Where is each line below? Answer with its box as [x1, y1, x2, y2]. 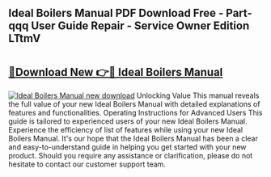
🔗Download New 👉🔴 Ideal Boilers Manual [8, 65, 223, 79]
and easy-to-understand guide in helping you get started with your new [8, 142, 247, 152]
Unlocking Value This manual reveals [136, 91, 260, 100]
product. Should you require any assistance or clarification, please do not [8, 151, 253, 160]
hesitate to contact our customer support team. [8, 159, 166, 169]
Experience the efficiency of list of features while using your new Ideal [8, 125, 243, 134]
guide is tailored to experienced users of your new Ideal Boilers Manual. [8, 116, 248, 126]
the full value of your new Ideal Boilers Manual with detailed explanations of [8, 99, 260, 108]
